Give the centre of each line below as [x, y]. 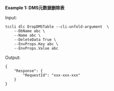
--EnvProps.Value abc [36, 48]
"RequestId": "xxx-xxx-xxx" [52, 75]
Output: [13, 57]
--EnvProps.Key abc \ [36, 44]
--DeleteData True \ [35, 40]
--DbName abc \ [30, 31]
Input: [11, 18]
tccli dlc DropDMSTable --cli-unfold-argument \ [57, 27]
